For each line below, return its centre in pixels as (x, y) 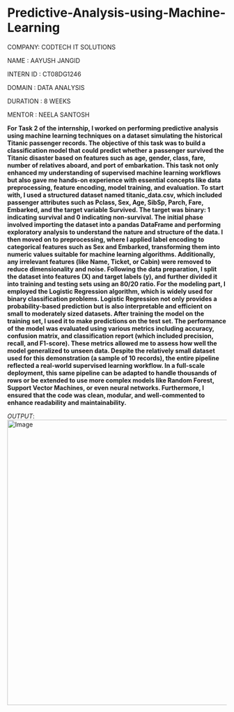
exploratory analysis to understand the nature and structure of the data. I (115, 232)
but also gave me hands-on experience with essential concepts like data (114, 180)
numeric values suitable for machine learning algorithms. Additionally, (111, 254)
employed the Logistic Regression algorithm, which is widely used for (110, 291)
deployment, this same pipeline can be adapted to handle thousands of (112, 373)
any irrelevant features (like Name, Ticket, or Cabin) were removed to (109, 261)
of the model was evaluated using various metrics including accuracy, (111, 328)
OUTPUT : (21, 416)
